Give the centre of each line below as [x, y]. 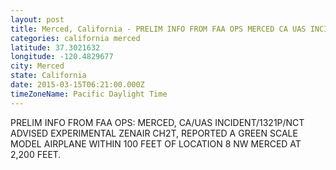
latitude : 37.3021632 [55, 47]
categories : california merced [75, 38]
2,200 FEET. [36, 154]
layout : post [37, 19]
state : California [48, 76]
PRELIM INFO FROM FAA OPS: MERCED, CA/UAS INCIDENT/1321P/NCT [157, 122]
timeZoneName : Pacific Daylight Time [89, 94]
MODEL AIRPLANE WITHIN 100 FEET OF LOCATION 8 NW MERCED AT [156, 143]
